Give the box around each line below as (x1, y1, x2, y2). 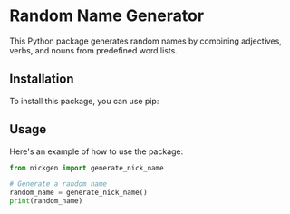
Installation (9, 72, 74, 87)
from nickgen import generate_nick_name (9, 163, 165, 172)
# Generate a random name (9, 180, 107, 189)
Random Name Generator (9, 5, 205, 26)
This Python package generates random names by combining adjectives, (9, 35, 283, 46)
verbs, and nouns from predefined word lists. (9, 44, 179, 55)
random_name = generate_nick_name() (9, 188, 148, 198)
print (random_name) (9, 197, 83, 206)
